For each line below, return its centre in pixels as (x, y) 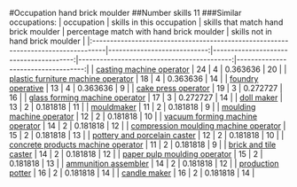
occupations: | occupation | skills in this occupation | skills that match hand (146, 22)
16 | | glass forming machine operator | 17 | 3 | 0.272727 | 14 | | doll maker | (146, 97)
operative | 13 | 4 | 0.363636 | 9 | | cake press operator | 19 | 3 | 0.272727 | (146, 88)
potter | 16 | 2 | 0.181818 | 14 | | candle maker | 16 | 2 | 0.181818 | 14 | (132, 173)
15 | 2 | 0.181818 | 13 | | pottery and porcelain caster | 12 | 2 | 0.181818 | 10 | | (147, 135)
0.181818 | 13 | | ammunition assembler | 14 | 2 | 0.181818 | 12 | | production (144, 164)
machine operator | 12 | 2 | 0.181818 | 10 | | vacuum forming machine (133, 116)
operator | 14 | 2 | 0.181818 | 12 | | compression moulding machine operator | (148, 126)
